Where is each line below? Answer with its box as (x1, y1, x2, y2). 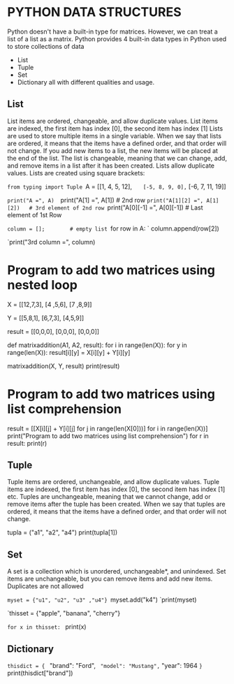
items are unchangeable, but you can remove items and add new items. (7, 574, 213, 583)
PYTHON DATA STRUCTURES (7, 4, 182, 20)
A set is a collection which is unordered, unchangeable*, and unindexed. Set (7, 567, 226, 576)
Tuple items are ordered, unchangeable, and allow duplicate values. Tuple (7, 478, 220, 486)
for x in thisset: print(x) (7, 623, 87, 631)
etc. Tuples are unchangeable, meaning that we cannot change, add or (7, 493, 211, 501)
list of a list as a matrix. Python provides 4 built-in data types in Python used (7, 34, 227, 43)
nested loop (7, 277, 78, 293)
